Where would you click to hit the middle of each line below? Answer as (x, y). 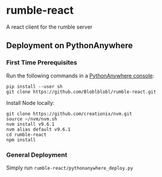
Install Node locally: (30, 103)
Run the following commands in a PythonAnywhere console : (80, 76)
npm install (21, 140)
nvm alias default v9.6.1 (38, 129)
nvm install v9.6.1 (30, 124)
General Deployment (37, 154)
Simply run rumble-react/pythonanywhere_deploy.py (70, 167)
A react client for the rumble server (49, 27)
